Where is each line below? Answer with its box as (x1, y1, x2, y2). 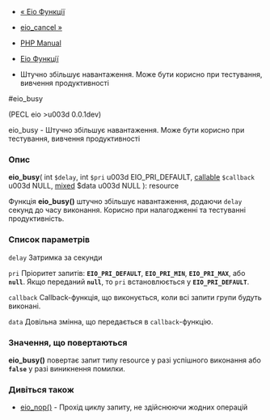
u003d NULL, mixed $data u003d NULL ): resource (8, 181, 179, 191)
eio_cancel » (19, 23, 63, 32)
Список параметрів (8, 234, 91, 245)
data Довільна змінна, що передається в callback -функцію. (8, 316, 213, 326)
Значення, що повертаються (8, 337, 128, 348)
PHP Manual (19, 38, 62, 48)
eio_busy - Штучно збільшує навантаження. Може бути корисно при (8, 125, 245, 134)
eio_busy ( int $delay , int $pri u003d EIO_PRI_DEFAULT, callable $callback (8, 172, 255, 182)
